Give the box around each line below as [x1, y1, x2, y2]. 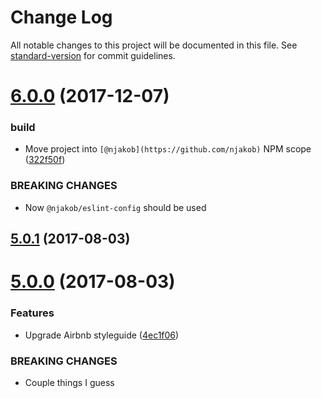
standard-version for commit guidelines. [10, 49, 176, 61]
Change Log [10, 6, 113, 29]
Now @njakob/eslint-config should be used [24, 201, 207, 213]
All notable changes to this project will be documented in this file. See [10, 39, 298, 51]
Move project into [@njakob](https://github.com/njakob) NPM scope [24, 143, 312, 155]
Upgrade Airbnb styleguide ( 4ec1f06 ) [24, 329, 180, 341]
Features [10, 306, 55, 320]
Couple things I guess [24, 376, 115, 388]
